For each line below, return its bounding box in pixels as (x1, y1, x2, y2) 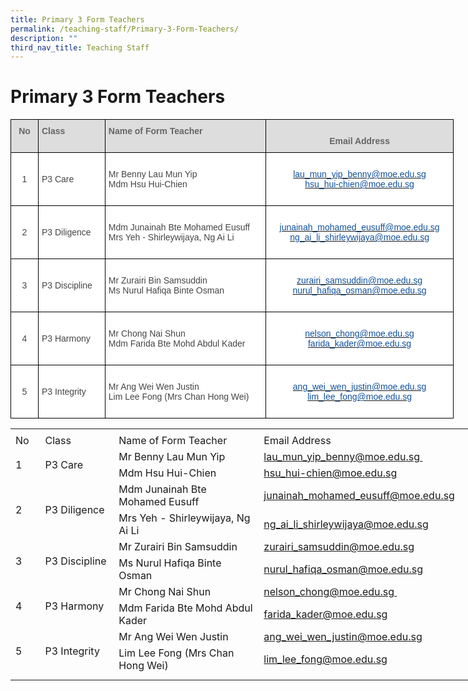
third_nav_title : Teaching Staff (10, 42, 150, 53)
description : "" (10, 33, 78, 43)
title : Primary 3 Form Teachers (10, 14, 145, 25)
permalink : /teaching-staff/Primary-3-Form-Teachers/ (10, 24, 240, 34)
